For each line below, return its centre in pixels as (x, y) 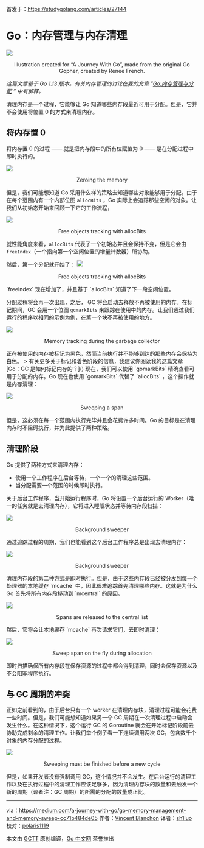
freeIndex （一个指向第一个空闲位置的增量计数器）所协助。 (80, 251)
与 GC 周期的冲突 (38, 694)
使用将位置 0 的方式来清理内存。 (57, 111)
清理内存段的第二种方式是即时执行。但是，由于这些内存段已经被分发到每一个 (102, 578)
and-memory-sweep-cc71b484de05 (52, 818)
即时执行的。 (22, 156)
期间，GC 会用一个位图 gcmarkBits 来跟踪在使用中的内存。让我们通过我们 (103, 309)
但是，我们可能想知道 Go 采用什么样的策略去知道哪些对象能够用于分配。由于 (102, 192)
